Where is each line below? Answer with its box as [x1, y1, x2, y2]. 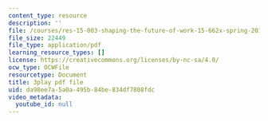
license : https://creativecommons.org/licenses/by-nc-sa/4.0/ [8, 57, 219, 64]
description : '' [8, 19, 62, 27]
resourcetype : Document [8, 71, 88, 79]
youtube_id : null [15, 100, 73, 108]
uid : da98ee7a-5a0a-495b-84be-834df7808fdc [8, 85, 156, 94]
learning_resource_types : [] [8, 49, 105, 57]
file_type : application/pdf [8, 41, 102, 49]
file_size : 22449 [8, 33, 66, 42]
